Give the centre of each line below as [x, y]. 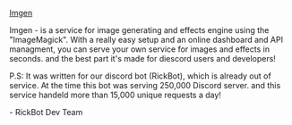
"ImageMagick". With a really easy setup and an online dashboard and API [146, 40]
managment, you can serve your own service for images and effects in [140, 49]
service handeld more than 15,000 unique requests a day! [116, 95]
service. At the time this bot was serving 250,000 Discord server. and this [145, 85]
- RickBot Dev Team [46, 112]
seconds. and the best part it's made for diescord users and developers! [142, 58]
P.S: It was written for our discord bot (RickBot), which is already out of [140, 76]
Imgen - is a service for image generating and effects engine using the [139, 30]
